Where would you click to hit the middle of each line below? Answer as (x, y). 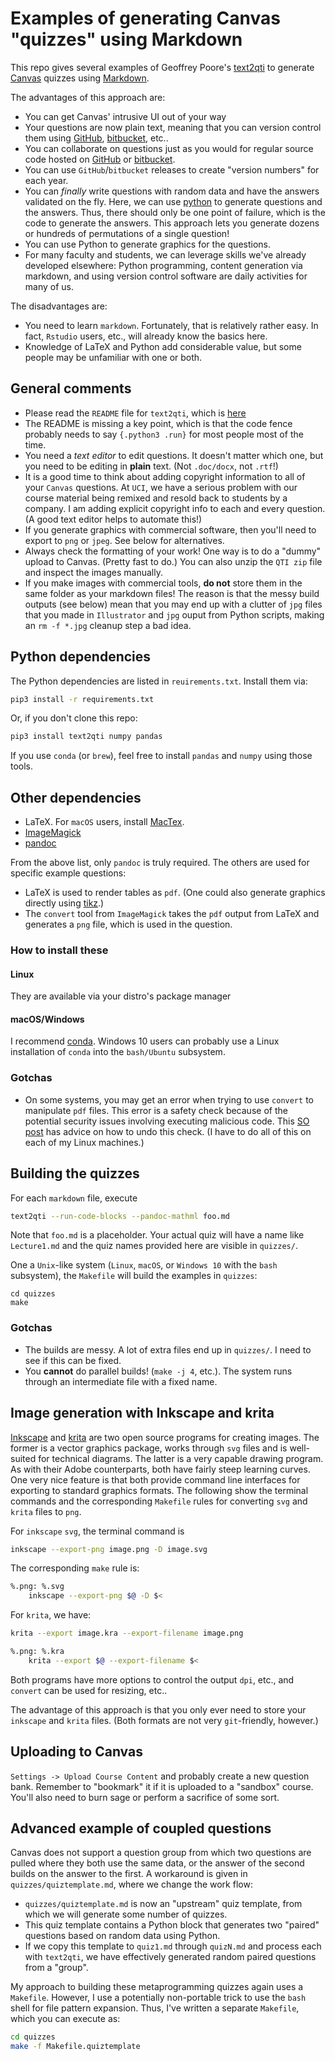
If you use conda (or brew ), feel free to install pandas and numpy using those (161, 756)
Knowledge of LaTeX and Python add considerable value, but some (163, 346)
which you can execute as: (65, 2019)
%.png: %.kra (37, 1652)
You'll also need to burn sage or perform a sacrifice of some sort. (145, 1797)
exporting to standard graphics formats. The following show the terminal (159, 1490)
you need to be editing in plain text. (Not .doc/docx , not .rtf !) (151, 466)
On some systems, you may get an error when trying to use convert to (169, 1099)
